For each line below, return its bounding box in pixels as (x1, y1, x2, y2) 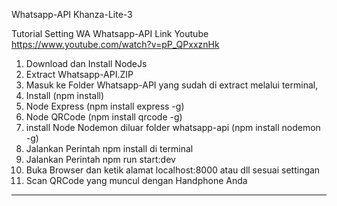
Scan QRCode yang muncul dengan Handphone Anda (25, 175, 248, 186)
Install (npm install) (25, 90, 105, 101)
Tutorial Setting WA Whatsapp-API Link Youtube (11, 28, 209, 39)
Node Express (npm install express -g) (25, 100, 185, 112)
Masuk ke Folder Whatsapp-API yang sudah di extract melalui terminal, (25, 79, 319, 91)
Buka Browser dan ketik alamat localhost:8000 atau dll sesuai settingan (25, 164, 321, 176)
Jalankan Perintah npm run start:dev (25, 154, 176, 165)
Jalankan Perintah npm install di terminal (25, 143, 194, 154)
